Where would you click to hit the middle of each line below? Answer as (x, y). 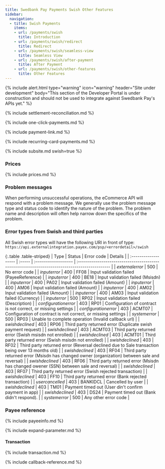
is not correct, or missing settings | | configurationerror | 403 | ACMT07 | (79, 309)
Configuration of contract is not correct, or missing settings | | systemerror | (82, 313)
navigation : (22, 19)
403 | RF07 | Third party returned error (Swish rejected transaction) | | (76, 371)
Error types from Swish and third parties (54, 232)
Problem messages (29, 188)
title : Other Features (41, 74)
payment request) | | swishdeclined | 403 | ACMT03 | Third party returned (80, 329)
